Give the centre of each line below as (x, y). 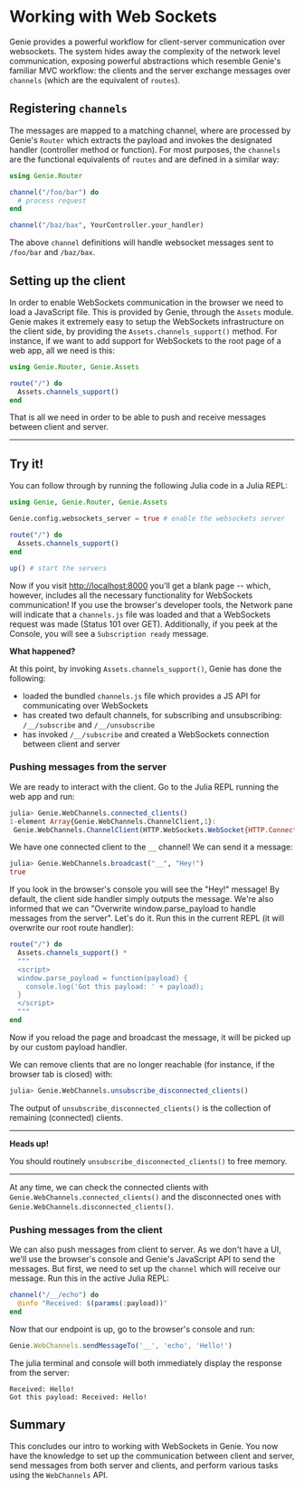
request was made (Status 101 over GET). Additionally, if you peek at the (143, 624)
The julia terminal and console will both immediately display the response (146, 1362)
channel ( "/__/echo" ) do (54, 1295)
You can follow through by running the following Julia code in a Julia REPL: (148, 486)
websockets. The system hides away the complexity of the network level (145, 51)
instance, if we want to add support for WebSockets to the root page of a (146, 340)
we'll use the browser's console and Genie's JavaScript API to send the (142, 1259)
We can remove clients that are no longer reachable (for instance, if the (142, 1064)
